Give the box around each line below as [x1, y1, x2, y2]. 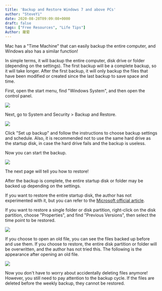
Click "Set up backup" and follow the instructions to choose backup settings [5, 130, 158, 136]
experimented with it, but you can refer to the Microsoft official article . [5, 198, 145, 203]
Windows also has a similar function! [5, 48, 79, 54]
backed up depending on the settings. [5, 183, 81, 189]
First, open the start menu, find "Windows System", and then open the [5, 88, 146, 93]
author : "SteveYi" [5, 12, 42, 17]
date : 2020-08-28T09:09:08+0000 [5, 16, 70, 21]
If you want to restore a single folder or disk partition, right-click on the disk [5, 207, 156, 213]
